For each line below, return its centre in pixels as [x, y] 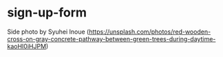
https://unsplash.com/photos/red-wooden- [150, 32]
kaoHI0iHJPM [27, 46]
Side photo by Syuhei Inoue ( [48, 32]
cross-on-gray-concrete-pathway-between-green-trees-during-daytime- [111, 38]
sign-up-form [47, 13]
